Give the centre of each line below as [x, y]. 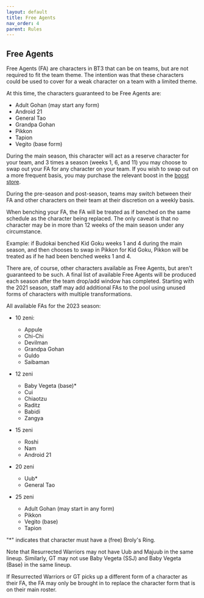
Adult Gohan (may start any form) [57, 105]
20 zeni [25, 467]
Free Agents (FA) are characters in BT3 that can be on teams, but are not [97, 68]
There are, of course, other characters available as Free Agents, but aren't [100, 268]
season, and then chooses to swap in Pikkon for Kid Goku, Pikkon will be [97, 250]
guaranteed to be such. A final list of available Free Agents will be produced [101, 275]
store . [14, 182]
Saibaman [37, 362]
